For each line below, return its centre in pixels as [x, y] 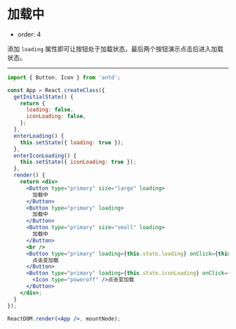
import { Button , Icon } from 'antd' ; [64, 77]
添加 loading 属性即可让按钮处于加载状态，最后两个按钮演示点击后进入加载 [115, 49]
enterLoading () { [39, 136]
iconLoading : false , [56, 117]
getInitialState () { [44, 97]
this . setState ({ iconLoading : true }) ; [78, 162]
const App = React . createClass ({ [56, 90]
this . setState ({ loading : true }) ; [72, 142]
